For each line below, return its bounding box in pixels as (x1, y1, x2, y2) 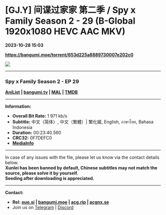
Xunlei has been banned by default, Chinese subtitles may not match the (5, 165, 158, 171)
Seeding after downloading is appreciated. (5, 175, 95, 181)
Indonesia (12, 125, 33, 130)
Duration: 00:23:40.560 (12, 129, 62, 136)
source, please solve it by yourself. (5, 170, 79, 176)
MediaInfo (12, 140, 34, 146)
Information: (5, 103, 32, 109)
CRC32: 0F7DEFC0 (12, 135, 52, 141)
